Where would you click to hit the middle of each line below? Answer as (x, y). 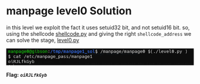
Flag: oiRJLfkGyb (27, 74)
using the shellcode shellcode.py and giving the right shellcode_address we (99, 33)
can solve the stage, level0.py (43, 40)
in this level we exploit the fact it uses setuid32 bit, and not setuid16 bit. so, (98, 27)
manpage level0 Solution (69, 11)
